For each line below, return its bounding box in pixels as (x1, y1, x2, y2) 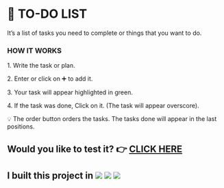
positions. (7, 122, 35, 131)
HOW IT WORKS (7, 46, 62, 55)
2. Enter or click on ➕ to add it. (7, 75, 93, 83)
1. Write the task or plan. (7, 62, 75, 70)
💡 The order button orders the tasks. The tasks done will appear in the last (7, 115, 217, 123)
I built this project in (7, 170, 94, 182)
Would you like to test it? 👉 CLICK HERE (7, 143, 183, 155)
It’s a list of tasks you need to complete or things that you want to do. (7, 29, 202, 37)
